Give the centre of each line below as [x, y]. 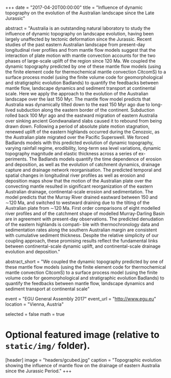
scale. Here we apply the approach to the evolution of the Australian [77, 94]
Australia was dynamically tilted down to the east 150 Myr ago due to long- [84, 104]
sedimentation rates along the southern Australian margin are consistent [81, 230]
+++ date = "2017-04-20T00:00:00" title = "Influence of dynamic [74, 7]
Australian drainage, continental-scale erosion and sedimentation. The [79, 192]
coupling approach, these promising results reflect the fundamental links [82, 241]
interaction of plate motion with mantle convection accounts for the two [80, 55]
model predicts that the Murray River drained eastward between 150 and [81, 197]
